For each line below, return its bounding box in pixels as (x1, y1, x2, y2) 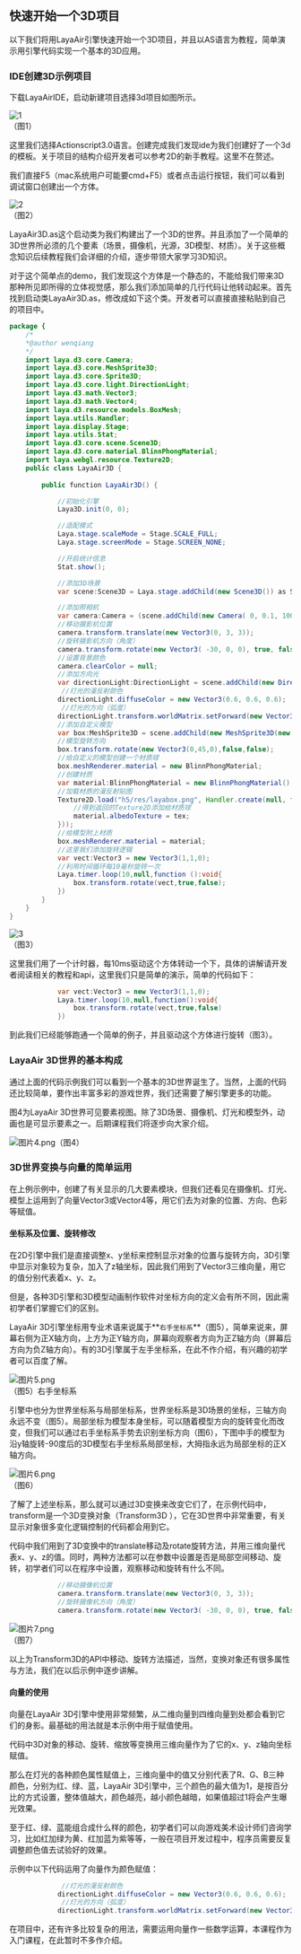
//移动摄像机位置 (56, 1581, 113, 1590)
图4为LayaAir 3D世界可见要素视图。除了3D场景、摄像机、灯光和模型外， (9, 1107, 278, 1117)
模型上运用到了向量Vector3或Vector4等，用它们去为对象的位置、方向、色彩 (9, 1195, 288, 1205)
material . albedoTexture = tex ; (73, 811, 191, 821)
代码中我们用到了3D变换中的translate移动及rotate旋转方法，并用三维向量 (9, 1540, 278, 1551)
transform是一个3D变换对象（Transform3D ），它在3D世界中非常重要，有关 (9, 1511, 287, 1521)
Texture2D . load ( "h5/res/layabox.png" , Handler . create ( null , (56, 795, 287, 804)
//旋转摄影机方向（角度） (56, 636, 140, 645)
